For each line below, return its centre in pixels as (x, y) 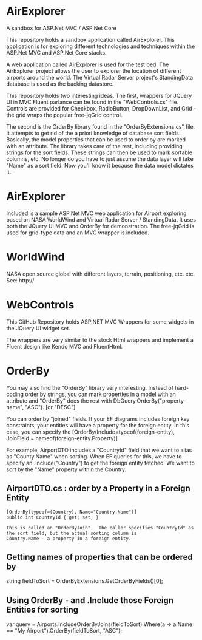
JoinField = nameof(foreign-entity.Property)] (62, 438)
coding (15, 394)
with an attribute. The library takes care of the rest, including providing (95, 146)
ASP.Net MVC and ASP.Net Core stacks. (57, 52)
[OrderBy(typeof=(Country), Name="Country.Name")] (72, 512)
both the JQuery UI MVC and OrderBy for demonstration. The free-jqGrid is (100, 226)
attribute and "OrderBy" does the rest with (59, 400)
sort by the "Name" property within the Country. (66, 469)
